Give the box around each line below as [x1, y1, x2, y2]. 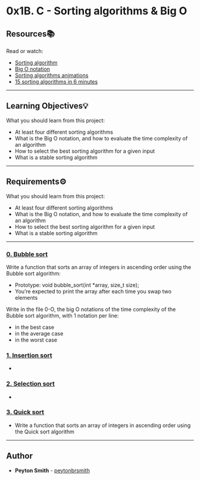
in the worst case [14, 336, 58, 343]
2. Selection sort [6, 380, 55, 388]
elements [14, 294, 38, 301]
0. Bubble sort [6, 250, 48, 258]
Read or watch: [6, 48, 43, 54]
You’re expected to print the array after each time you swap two [14, 288, 171, 295]
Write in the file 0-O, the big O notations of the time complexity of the [6, 306, 176, 313]
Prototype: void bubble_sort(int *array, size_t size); [14, 281, 139, 288]
